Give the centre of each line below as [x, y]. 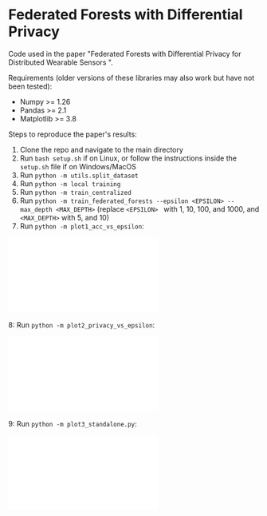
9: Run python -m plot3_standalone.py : [73, 423]
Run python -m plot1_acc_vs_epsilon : [82, 226]
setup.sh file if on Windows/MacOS [78, 166]
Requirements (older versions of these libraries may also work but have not [132, 77]
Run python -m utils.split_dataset [79, 175]
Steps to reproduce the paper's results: [73, 134]
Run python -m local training [70, 183]
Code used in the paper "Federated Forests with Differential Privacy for [125, 54]
